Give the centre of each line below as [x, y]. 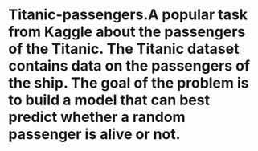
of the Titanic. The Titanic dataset [124, 49]
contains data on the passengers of [129, 66]
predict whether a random [97, 117]
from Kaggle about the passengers [127, 32]
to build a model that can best [109, 100]
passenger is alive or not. [94, 135]
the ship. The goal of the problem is [129, 83]
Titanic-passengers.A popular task [128, 15]
